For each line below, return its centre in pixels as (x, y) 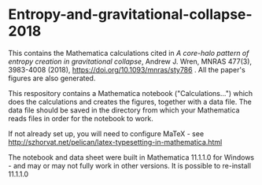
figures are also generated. (52, 78)
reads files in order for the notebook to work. (81, 118)
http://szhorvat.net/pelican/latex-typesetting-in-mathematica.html (115, 142)
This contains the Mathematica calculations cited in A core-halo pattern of (129, 53)
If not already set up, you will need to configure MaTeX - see (106, 133)
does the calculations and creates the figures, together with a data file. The (130, 102)
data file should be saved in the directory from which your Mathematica (124, 110)
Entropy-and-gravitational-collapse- (131, 15)
